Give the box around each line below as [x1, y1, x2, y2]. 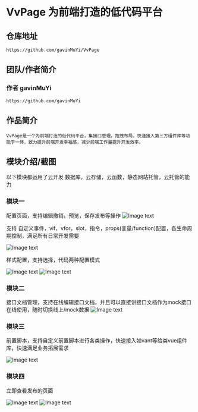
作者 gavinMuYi [6, 84, 52, 92]
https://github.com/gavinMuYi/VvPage [6, 47, 100, 53]
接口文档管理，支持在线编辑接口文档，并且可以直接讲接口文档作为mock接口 [6, 298, 192, 306]
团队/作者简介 [6, 65, 56, 75]
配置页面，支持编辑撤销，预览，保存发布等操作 [6, 212, 121, 219]
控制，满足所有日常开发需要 [11, 232, 79, 239]
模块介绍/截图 [6, 156, 56, 166]
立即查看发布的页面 [6, 387, 54, 394]
